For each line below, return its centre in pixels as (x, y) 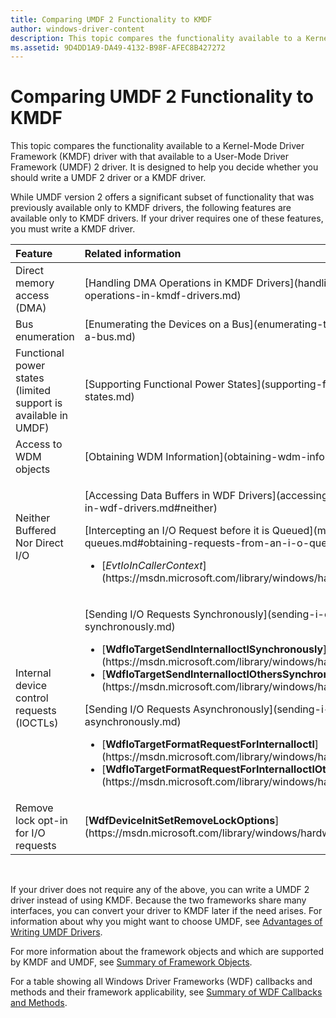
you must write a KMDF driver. (73, 229)
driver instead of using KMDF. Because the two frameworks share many (158, 900)
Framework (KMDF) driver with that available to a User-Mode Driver (150, 157)
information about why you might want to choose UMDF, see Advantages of (166, 922)
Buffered (36, 531)
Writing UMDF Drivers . (56, 932)
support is (39, 403)
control (32, 698)
